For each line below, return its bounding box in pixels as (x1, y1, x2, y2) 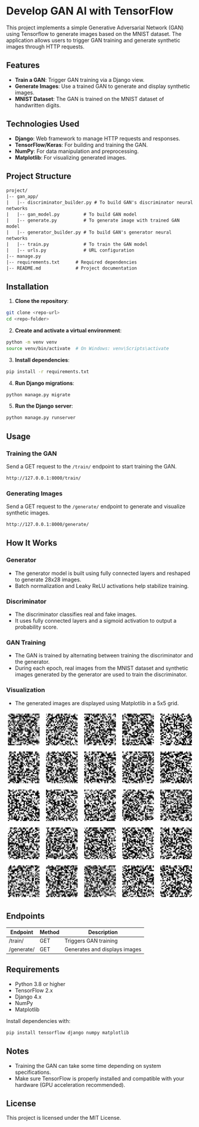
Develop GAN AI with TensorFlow (6, 4, 174, 18)
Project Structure (6, 171, 71, 181)
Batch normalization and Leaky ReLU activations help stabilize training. (14, 582, 189, 589)
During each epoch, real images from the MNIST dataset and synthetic (14, 664, 189, 672)
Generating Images (6, 489, 63, 497)
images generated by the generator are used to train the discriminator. (14, 671, 188, 678)
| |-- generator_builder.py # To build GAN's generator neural (6, 229, 172, 235)
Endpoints (6, 911, 45, 921)
